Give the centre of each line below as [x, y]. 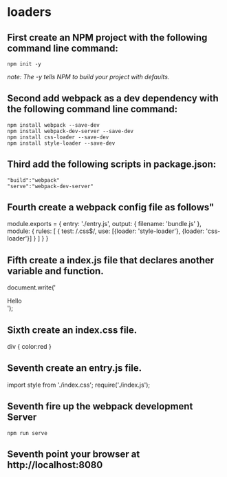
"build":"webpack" [33, 180]
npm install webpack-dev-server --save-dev [71, 131]
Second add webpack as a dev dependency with [113, 98]
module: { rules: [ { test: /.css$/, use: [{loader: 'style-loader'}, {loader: [106, 231]
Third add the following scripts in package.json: [112, 164]
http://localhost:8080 [55, 465]
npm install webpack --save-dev [53, 125]
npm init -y [24, 64]
